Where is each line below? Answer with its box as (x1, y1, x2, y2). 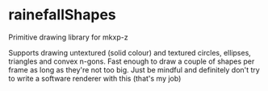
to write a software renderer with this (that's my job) (8, 73, 182, 83)
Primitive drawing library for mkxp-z (8, 32, 128, 42)
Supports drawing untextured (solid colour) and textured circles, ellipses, (8, 48, 252, 57)
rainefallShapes (8, 6, 117, 24)
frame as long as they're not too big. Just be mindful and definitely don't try (8, 64, 260, 74)
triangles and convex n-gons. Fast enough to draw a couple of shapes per (8, 56, 255, 66)
